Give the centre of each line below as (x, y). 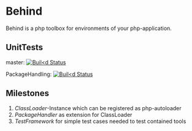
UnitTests (24, 47)
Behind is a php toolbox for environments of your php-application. (89, 28)
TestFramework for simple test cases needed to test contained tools (100, 121)
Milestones (28, 93)
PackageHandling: (29, 74)
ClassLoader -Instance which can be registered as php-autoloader (98, 108)
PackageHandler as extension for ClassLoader (73, 114)
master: (15, 62)
